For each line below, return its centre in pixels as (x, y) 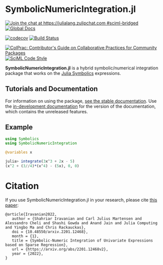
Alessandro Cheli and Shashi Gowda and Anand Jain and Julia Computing (81, 223)
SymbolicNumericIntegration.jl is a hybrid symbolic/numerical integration (82, 68)
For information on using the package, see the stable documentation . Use (81, 101)
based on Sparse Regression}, (37, 245)
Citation (22, 186)
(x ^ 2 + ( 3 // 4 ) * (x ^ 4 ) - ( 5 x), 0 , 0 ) (42, 166)
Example (19, 128)
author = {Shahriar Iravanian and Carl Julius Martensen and (77, 219)
